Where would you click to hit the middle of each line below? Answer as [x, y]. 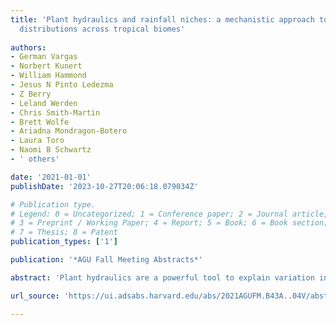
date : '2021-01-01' [51, 177]
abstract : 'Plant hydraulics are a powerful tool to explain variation [162, 277]
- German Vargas [44, 57]
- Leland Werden [44, 103]
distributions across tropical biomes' [102, 29]
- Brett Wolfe [40, 122]
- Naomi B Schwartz [51, 150]
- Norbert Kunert [46, 66]
